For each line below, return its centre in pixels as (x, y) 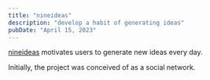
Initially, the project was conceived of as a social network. (102, 67)
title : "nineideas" (40, 15)
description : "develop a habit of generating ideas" (96, 23)
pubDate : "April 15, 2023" (52, 30)
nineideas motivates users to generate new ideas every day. (105, 53)
